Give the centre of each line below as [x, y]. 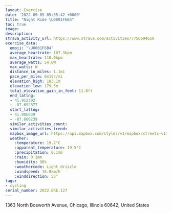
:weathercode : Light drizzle [46, 167]
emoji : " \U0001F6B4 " [32, 48]
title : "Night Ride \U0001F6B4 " [40, 19]
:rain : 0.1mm [28, 157]
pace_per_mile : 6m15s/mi [36, 77]
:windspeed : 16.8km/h [37, 172]
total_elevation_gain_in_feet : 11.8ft [51, 91]
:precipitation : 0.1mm [39, 153]
